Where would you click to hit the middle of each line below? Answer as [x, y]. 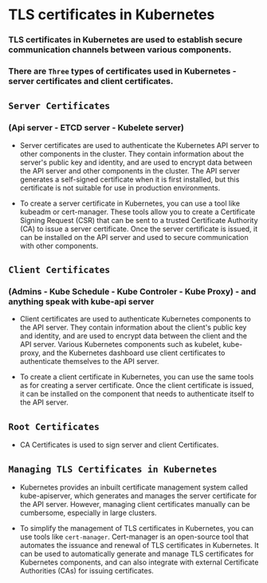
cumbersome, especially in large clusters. [88, 513]
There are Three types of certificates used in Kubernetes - [122, 71]
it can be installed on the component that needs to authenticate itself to [137, 394]
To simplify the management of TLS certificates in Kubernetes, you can [137, 529]
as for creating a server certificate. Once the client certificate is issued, [137, 385]
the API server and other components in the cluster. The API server [130, 170]
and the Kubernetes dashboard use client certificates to [134, 353]
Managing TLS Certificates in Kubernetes [113, 469]
